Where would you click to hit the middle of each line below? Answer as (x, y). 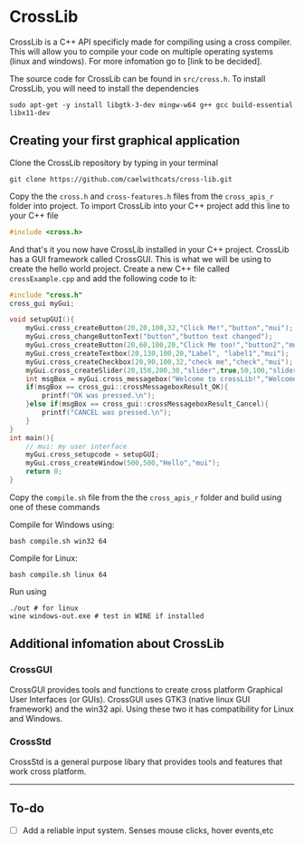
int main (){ (32, 437)
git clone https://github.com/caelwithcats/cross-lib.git (121, 179)
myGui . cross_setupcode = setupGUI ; (93, 455)
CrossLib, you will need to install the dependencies (104, 88)
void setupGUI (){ (42, 319)
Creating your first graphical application (125, 141)
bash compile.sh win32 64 (58, 541)
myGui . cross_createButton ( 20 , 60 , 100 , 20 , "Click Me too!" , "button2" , (155, 345)
